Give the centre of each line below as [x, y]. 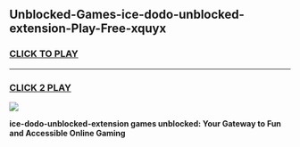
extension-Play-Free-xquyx [88, 29]
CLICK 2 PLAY [40, 87]
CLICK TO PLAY [44, 54]
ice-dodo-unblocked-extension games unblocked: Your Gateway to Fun [145, 123]
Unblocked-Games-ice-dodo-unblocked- [127, 15]
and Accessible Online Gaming [67, 133]
